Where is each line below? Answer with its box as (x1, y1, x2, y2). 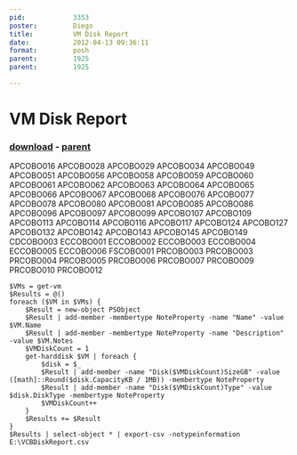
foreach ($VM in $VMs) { (9, 297, 101, 307)
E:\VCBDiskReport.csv (9, 438, 90, 447)
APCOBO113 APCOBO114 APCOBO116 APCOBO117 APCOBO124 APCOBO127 (9, 217, 289, 228)
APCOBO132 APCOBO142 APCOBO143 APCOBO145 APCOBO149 (9, 227, 248, 238)
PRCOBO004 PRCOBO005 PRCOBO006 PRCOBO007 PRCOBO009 (9, 256, 255, 266)
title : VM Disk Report (9, 29, 129, 38)
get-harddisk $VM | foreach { (25, 353, 138, 362)
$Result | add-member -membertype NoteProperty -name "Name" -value (25, 313, 285, 322)
